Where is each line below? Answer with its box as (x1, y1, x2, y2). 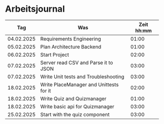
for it (40, 87, 51, 94)
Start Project (40, 51, 69, 58)
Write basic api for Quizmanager (40, 103, 115, 110)
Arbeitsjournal (5, 3, 65, 15)
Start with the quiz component (40, 111, 110, 118)
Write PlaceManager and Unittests (40, 81, 119, 88)
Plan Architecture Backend (40, 43, 102, 50)
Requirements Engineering (40, 35, 102, 42)
